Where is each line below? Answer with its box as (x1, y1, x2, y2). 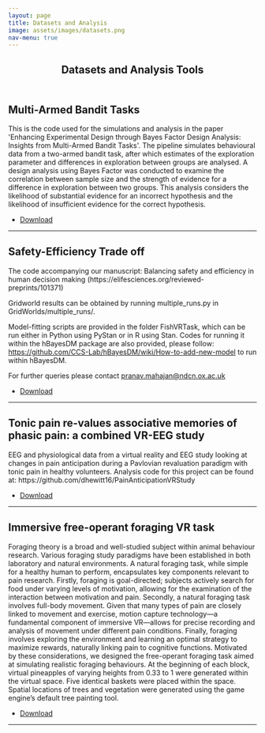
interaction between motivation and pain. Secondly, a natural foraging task (8, 592, 250, 602)
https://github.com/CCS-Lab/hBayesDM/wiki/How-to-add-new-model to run (8, 347, 257, 357)
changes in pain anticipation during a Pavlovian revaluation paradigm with (8, 458, 248, 467)
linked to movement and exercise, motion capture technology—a (8, 609, 218, 618)
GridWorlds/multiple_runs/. (8, 306, 96, 316)
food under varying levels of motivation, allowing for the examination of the (8, 584, 252, 593)
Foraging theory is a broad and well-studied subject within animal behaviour (8, 542, 256, 551)
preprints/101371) (8, 282, 64, 293)
